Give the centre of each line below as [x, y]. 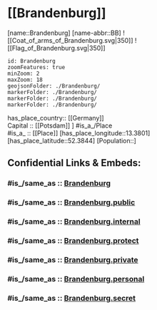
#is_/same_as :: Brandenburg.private [73, 259]
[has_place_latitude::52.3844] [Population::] [72, 140]
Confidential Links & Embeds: [74, 163]
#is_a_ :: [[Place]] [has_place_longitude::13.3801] [79, 133]
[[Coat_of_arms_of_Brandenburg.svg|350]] [70, 40]
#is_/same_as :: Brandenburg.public [71, 202]
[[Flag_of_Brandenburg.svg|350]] [56, 48]
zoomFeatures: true [36, 67]
